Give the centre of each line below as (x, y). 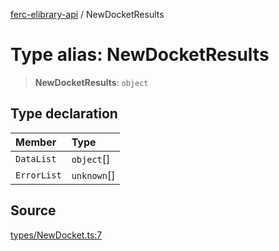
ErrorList (38, 175)
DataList (36, 158)
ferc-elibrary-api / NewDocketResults (87, 14)
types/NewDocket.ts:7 (56, 235)
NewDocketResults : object (91, 82)
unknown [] (93, 175)
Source (33, 210)
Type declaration (64, 114)
